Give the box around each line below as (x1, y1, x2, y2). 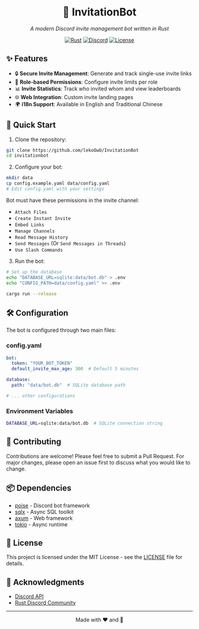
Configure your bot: (14, 163, 63, 171)
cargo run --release (6, 291, 57, 297)
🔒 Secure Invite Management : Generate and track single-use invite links (14, 69, 192, 77)
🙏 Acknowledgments (6, 577, 85, 587)
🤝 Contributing (6, 437, 62, 447)
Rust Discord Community (14, 599, 76, 606)
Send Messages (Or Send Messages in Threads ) (14, 240, 126, 247)
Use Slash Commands (14, 247, 63, 253)
